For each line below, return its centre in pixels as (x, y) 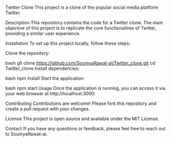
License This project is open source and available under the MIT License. (82, 119)
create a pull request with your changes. (48, 109)
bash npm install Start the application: (45, 78)
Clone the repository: (28, 53)
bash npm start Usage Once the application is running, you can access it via (86, 88)
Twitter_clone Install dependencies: (43, 68)
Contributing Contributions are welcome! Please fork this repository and (81, 103)
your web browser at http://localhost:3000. (51, 93)
